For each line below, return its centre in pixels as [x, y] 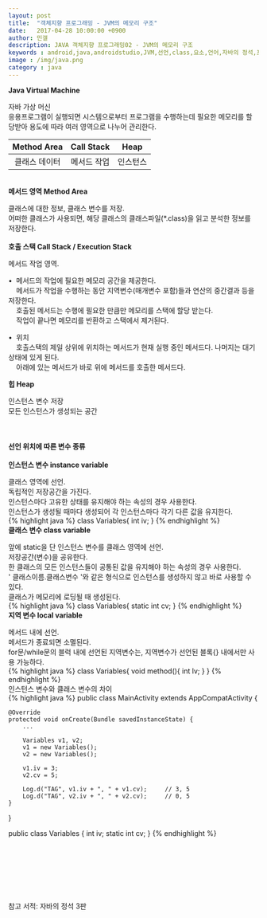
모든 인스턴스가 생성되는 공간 [53, 410]
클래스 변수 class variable [50, 530]
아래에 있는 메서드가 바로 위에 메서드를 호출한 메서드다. [101, 367]
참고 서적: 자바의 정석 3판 [48, 906]
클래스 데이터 [38, 162]
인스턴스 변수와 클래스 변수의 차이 [60, 688]
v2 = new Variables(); [60, 754]
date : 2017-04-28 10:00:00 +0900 [67, 30]
